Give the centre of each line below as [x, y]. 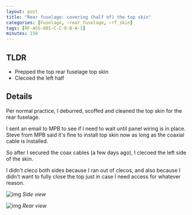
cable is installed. [27, 141]
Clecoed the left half [39, 78]
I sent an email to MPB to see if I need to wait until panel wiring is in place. [96, 128]
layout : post [22, 12]
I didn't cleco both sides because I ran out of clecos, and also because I [93, 170]
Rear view [35, 206]
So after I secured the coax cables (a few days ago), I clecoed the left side [96, 152]
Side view [34, 194]
